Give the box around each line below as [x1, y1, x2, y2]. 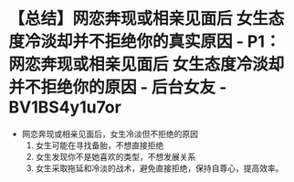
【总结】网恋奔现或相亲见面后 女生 [8, 8, 268, 29]
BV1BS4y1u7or [8, 97, 122, 118]
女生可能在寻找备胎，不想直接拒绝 [35, 139, 164, 151]
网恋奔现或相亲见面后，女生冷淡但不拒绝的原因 [21, 128, 198, 139]
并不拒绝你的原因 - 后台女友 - [8, 77, 227, 98]
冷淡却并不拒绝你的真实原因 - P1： [25, 31, 281, 52]
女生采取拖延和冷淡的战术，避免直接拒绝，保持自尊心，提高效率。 [35, 162, 284, 174]
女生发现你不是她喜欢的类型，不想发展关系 [35, 151, 196, 162]
